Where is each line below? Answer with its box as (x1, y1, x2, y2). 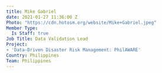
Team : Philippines (6, 58, 51, 64)
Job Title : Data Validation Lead (6, 36, 88, 42)
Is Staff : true (11, 31, 49, 36)
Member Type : (6, 25, 38, 31)
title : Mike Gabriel (6, 8, 57, 15)
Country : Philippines (6, 52, 59, 58)
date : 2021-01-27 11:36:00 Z (6, 14, 78, 20)
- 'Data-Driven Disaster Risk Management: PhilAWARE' (6, 47, 141, 53)
